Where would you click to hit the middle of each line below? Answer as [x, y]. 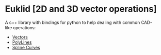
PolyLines [22, 42]
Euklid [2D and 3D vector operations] [81, 9]
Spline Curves [26, 47]
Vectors [20, 37]
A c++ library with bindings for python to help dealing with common [72, 22]
